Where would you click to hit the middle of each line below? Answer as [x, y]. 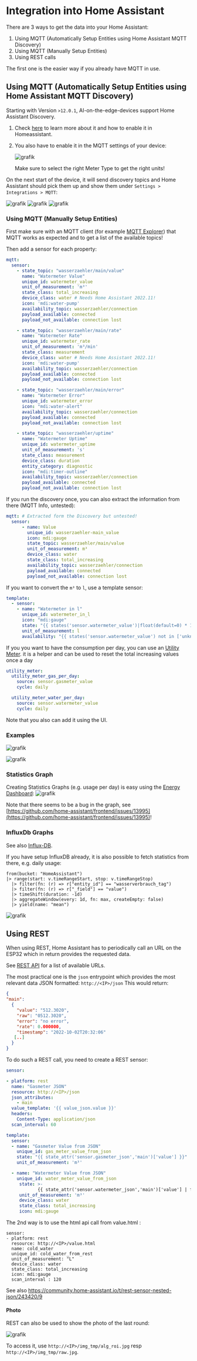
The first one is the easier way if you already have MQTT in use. [83, 68]
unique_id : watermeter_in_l [56, 614]
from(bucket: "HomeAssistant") [44, 874]
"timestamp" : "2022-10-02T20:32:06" [62, 1032]
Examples [21, 735]
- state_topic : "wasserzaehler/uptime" [65, 433]
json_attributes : [33, 1097]
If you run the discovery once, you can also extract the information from [93, 499]
